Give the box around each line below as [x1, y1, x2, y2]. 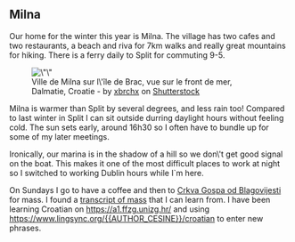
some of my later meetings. [9, 131, 110, 141]
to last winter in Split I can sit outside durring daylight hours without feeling [9, 112, 284, 123]
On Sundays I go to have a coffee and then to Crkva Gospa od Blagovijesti [9, 184, 282, 195]
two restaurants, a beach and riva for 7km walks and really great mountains [9, 40, 287, 51]
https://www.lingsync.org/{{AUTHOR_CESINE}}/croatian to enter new [9, 213, 264, 223]
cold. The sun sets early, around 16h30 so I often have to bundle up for [9, 122, 269, 133]
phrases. [9, 222, 42, 233]
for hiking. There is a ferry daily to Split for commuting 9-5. [9, 49, 225, 60]
